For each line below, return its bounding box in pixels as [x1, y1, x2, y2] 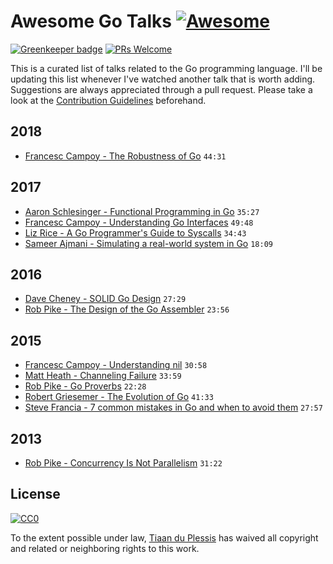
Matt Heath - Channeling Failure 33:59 [24, 370, 182, 382]
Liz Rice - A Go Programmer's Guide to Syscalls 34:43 [24, 226, 247, 239]
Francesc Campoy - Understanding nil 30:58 [24, 359, 208, 371]
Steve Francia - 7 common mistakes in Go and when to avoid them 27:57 [24, 401, 323, 414]
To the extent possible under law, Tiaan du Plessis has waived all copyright [10, 531, 319, 544]
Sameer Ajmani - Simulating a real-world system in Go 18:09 [24, 237, 273, 249]
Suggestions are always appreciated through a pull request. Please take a [10, 83, 313, 95]
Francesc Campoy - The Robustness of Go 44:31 [24, 150, 227, 162]
